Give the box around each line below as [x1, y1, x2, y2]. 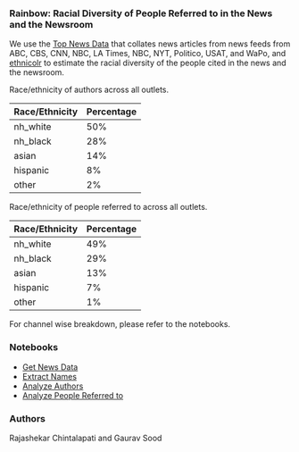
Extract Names [21, 371, 78, 381]
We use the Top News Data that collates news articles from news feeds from [9, 38, 291, 49]
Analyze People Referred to [21, 389, 123, 400]
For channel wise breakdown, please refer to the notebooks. [9, 319, 230, 330]
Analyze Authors [21, 381, 84, 391]
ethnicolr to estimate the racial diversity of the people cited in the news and [9, 57, 287, 69]
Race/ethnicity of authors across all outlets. [9, 84, 170, 96]
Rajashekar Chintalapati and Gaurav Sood [9, 432, 162, 443]
